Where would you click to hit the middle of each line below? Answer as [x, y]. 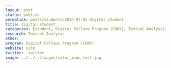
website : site [20, 48]
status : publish [22, 15]
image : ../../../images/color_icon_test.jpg [53, 58]
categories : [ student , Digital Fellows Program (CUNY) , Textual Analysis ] [86, 29]
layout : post [19, 10]
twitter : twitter [25, 53]
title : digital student [31, 24]
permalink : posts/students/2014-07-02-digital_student [65, 19]
